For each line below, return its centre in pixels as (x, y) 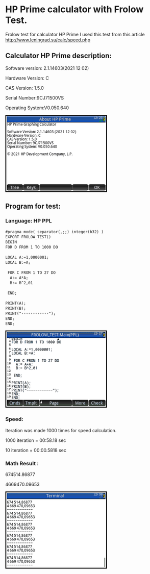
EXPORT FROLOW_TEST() (28, 237)
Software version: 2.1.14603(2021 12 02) (47, 68)
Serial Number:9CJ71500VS (35, 97)
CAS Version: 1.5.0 (25, 88)
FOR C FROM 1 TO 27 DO (32, 273)
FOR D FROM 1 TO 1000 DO (32, 247)
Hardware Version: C (27, 78)
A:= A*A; (19, 278)
